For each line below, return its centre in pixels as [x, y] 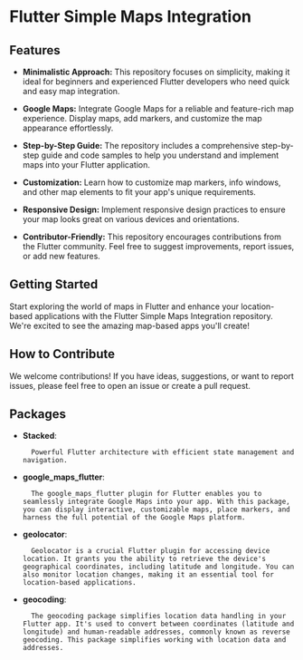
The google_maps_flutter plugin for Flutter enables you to [147, 494]
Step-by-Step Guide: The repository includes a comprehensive [141, 146]
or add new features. [62, 256]
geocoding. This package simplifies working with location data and [154, 640]
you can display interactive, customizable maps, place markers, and [156, 510]
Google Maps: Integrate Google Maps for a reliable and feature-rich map [158, 109]
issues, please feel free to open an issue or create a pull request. [130, 385]
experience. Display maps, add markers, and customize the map [142, 118]
